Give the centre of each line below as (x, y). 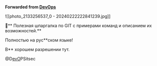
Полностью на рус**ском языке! (39, 40)
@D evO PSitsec (20, 59)
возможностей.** (23, 31)
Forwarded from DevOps (30, 7)
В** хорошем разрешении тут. (37, 49)
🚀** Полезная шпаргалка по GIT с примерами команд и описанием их (78, 26)
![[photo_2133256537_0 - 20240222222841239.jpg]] (58, 16)
